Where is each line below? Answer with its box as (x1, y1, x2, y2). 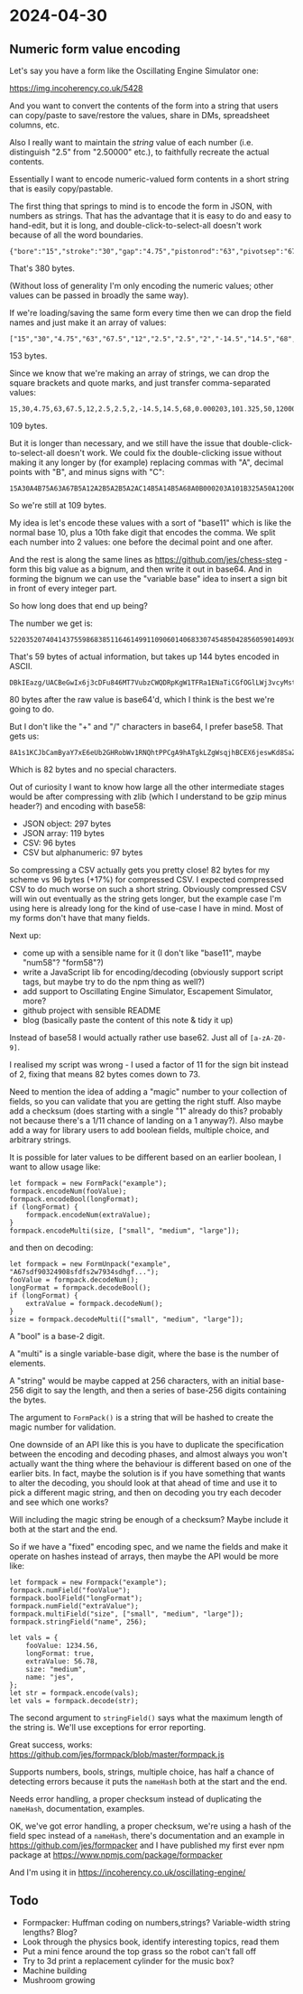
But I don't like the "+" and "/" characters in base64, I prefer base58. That (9, 722, 284, 731)
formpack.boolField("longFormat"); (9, 1594, 143, 1603)
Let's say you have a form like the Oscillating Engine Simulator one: (9, 65, 259, 76)
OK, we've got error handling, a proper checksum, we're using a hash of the (9, 1821, 291, 1831)
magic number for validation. (9, 1421, 116, 1432)
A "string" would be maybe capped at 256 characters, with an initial (9, 1375, 262, 1386)
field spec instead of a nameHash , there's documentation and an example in (9, 1831, 286, 1840)
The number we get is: (9, 618, 93, 629)
